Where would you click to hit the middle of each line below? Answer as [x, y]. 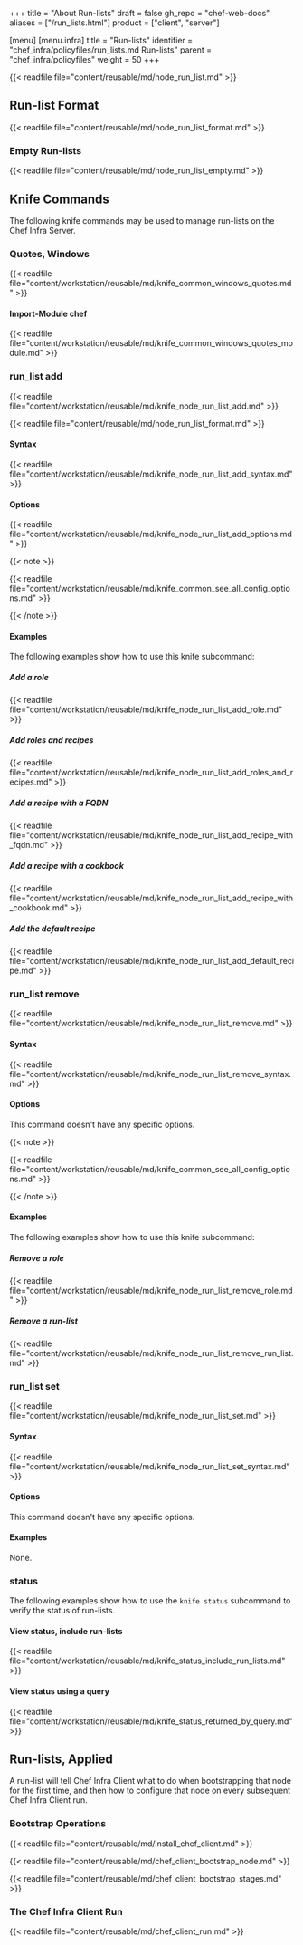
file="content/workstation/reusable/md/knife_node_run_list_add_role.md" [146, 709]
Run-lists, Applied [61, 1760]
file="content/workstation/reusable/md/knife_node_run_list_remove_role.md [151, 1291]
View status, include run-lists [66, 1631]
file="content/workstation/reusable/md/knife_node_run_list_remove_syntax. [151, 1074]
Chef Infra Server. [43, 230]
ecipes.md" [31, 782]
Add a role [29, 677]
